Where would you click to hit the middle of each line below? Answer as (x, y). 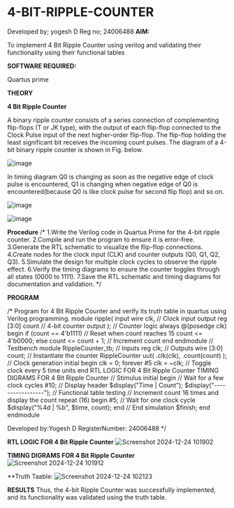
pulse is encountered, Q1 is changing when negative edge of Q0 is (103, 184)
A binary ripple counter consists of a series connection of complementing (113, 120)
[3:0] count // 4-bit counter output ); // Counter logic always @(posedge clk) (117, 326)
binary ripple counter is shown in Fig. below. (80, 149)
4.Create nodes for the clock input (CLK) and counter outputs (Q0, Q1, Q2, (114, 254)
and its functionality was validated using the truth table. (87, 497)
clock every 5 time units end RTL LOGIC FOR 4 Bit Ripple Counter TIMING (113, 370)
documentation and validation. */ (54, 284)
